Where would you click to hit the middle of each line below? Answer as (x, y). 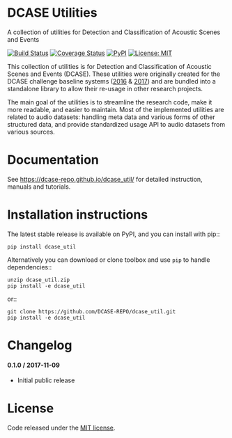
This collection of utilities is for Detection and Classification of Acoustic (110, 66)
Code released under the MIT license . (61, 428)
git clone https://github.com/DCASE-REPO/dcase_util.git (92, 311)
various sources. (31, 132)
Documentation (53, 160)
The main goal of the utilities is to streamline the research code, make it (110, 102)
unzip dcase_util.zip (39, 280)
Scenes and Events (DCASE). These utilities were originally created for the (114, 74)
